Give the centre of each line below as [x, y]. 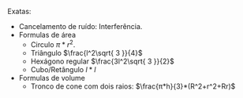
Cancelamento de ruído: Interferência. [80, 26]
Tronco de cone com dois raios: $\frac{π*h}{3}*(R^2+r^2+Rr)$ [133, 86]
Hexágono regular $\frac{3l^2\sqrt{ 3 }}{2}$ [102, 61]
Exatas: [19, 11]
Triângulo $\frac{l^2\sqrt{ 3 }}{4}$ [86, 53]
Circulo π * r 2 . [53, 44]
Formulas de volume [52, 78]
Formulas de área [47, 35]
